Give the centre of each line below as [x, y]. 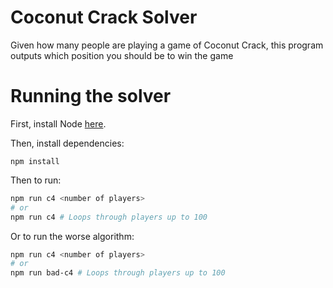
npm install [35, 161]
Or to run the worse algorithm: [72, 236]
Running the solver [91, 96]
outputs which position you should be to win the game [122, 55]
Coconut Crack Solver [104, 17]
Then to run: [36, 180]
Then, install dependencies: [67, 143]
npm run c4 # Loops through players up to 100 [109, 217]
